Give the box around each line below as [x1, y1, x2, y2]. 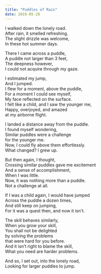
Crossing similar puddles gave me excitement [5, 162, 96, 168]
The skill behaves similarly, [5, 217, 59, 223]
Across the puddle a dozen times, [5, 197, 72, 203]
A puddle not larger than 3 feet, [5, 55, 68, 61]
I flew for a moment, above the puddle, [5, 86, 83, 91]
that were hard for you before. [5, 238, 66, 244]
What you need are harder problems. [5, 248, 79, 254]
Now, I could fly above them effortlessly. [5, 142, 86, 148]
